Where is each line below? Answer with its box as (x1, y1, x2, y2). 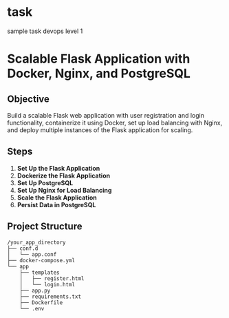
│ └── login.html (19, 281, 76, 288)
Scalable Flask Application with (7, 51, 190, 67)
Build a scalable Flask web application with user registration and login (7, 111, 205, 119)
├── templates (19, 269, 60, 276)
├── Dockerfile (19, 299, 63, 306)
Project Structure (7, 221, 83, 233)
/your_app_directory (7, 239, 67, 246)
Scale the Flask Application (17, 193, 98, 202)
